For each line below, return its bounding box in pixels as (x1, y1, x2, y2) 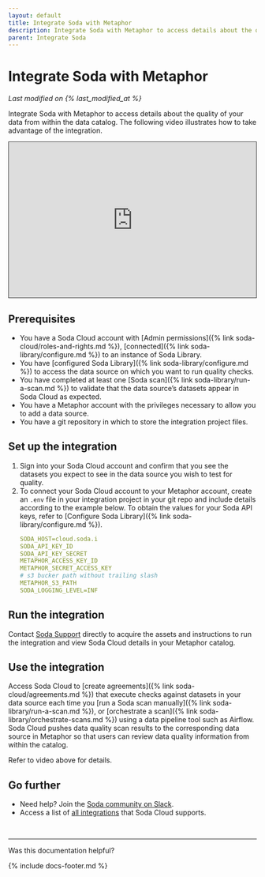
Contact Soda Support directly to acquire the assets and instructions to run (8, 629, 252, 638)
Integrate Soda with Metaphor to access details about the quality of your (8, 109, 244, 119)
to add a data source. (19, 408, 89, 418)
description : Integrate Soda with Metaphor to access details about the (8, 26, 252, 34)
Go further (8, 778, 61, 792)
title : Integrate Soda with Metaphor (8, 19, 132, 27)
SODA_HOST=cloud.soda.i (19, 535, 99, 543)
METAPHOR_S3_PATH (19, 579, 77, 587)
